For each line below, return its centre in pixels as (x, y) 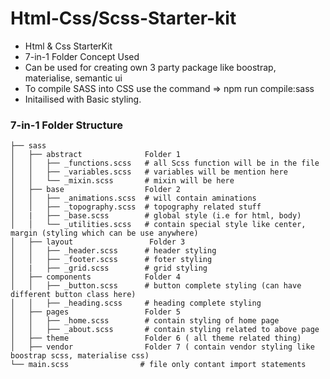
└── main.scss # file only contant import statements (158, 365)
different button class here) (73, 295)
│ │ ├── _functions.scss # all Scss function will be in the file (165, 163)
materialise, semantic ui (73, 78)
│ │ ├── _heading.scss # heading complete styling (136, 303)
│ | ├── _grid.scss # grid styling (109, 268)
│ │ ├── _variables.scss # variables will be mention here (149, 172)
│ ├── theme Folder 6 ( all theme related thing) (156, 338)
